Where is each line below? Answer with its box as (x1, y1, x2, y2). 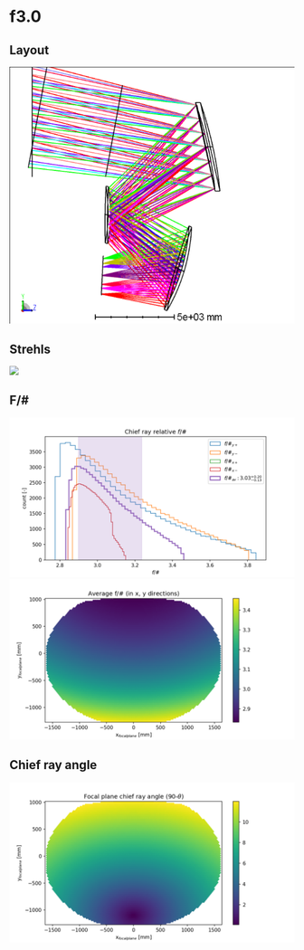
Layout (9, 43, 50, 58)
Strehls (9, 341, 52, 356)
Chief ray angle (9, 757, 98, 773)
